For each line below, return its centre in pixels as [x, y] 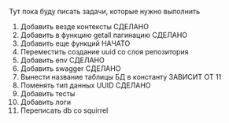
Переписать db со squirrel [64, 110]
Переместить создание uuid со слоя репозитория [104, 52]
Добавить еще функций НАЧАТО [75, 43]
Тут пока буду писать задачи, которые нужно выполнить [105, 11]
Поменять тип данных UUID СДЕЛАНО [86, 85]
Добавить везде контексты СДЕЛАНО [84, 26]
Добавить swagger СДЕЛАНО [70, 69]
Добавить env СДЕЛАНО [62, 60]
